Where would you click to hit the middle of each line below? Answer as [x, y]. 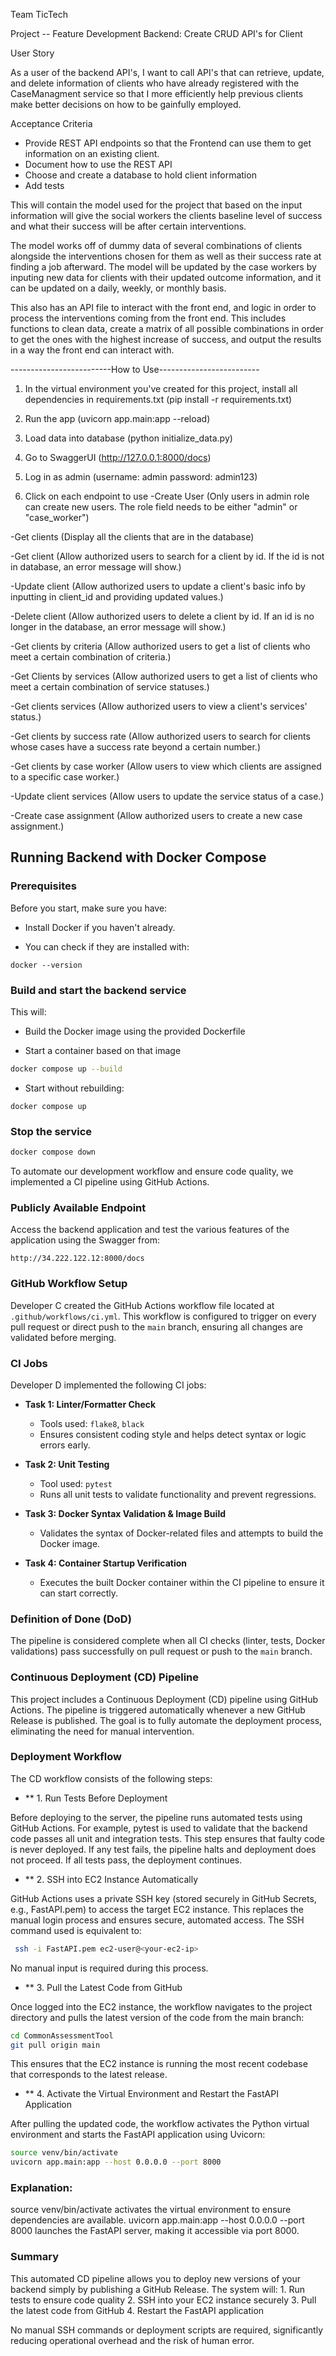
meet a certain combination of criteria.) [91, 657]
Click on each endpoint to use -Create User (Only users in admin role [167, 496]
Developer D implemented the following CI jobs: [108, 1385]
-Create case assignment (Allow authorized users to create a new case [156, 815]
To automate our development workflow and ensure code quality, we [152, 1171]
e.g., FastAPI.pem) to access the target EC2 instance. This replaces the [157, 1909]
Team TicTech [39, 14]
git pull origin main [55, 2045]
